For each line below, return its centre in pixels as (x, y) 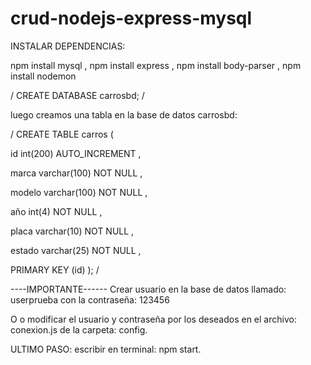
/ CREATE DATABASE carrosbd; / (77, 95)
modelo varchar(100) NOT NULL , (79, 192)
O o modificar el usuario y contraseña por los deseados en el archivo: (153, 319)
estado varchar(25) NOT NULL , (76, 250)
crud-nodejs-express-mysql (131, 18)
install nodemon (43, 76)
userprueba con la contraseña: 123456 (90, 299)
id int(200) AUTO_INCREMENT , (76, 153)
